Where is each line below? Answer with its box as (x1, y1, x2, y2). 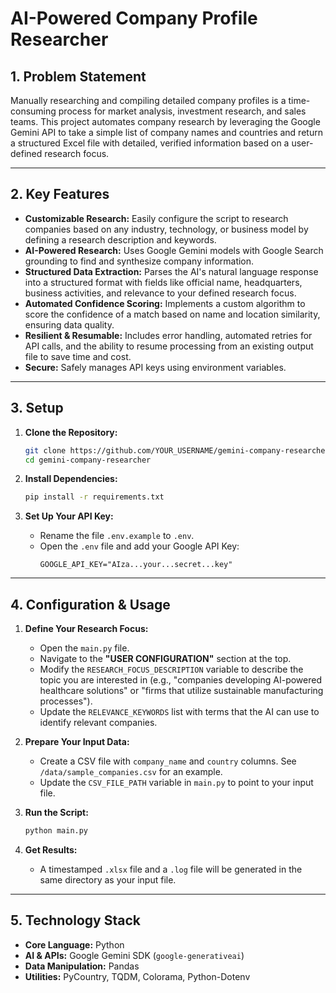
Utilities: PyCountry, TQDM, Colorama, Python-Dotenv (24, 970, 251, 982)
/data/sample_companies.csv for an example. (39, 766, 223, 778)
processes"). (39, 695, 93, 707)
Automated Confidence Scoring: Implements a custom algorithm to (24, 297, 306, 309)
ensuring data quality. (24, 318, 115, 331)
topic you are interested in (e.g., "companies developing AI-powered (39, 674, 323, 686)
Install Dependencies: (24, 473, 118, 485)
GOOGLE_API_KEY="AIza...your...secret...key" (39, 560, 233, 570)
